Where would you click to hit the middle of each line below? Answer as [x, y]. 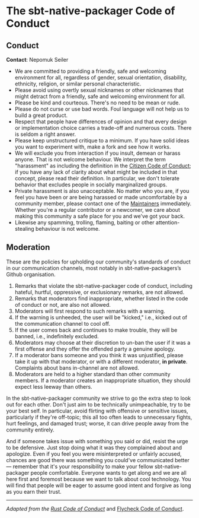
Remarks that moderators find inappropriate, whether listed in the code [101, 298]
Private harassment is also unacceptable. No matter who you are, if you [102, 191]
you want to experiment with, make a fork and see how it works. [93, 147]
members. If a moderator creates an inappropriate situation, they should [102, 380]
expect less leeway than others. [54, 386]
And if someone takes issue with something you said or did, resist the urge [97, 441]
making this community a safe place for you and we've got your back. [100, 216]
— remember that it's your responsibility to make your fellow [80, 466]
